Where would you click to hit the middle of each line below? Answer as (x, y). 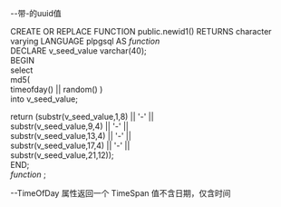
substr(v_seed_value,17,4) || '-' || (70, 145)
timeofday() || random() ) (57, 89)
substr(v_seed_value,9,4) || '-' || (70, 126)
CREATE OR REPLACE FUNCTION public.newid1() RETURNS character (141, 31)
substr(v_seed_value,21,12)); (62, 155)
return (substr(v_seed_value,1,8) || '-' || (82, 117)
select (22, 70)
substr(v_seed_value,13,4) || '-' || (71, 136)
